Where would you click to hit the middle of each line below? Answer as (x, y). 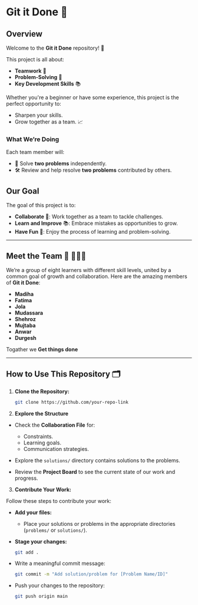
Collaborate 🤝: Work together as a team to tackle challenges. (89, 217)
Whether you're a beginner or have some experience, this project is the (93, 97)
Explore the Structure (42, 413)
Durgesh (25, 338)
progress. (26, 478)
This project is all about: (35, 59)
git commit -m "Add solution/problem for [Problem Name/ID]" (91, 574)
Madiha (24, 294)
